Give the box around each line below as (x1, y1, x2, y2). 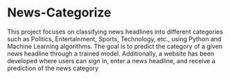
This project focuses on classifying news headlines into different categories (7, 27, 224, 36)
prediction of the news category (7, 64, 99, 72)
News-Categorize (7, 5, 112, 21)
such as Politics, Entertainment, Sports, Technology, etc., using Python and (7, 34, 222, 43)
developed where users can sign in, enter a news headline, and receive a (7, 56, 216, 65)
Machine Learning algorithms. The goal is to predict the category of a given (7, 42, 223, 50)
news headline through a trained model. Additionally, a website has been (7, 49, 215, 58)
